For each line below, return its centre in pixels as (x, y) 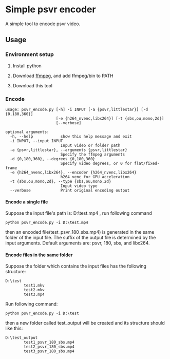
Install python (27, 66)
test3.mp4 (34, 295)
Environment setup (30, 54)
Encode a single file (27, 202)
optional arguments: (27, 132)
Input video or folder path (90, 145)
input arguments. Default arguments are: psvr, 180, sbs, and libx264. (78, 243)
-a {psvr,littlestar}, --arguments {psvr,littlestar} (69, 150)
